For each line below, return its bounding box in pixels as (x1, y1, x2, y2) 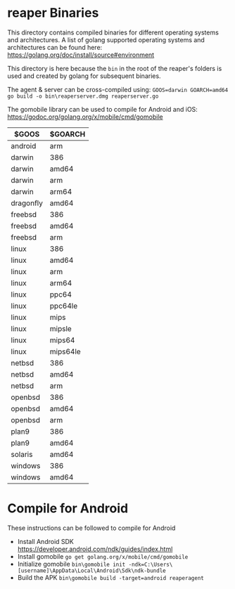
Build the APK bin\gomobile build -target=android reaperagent (17, 573, 204, 581)
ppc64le (49, 301, 78, 311)
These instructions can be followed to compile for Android (7, 524, 176, 532)
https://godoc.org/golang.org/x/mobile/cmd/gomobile (7, 112, 163, 121)
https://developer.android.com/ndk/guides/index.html (17, 545, 173, 553)
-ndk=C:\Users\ (128, 561, 173, 568)
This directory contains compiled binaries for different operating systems (7, 28, 220, 37)
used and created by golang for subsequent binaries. (7, 72, 161, 80)
